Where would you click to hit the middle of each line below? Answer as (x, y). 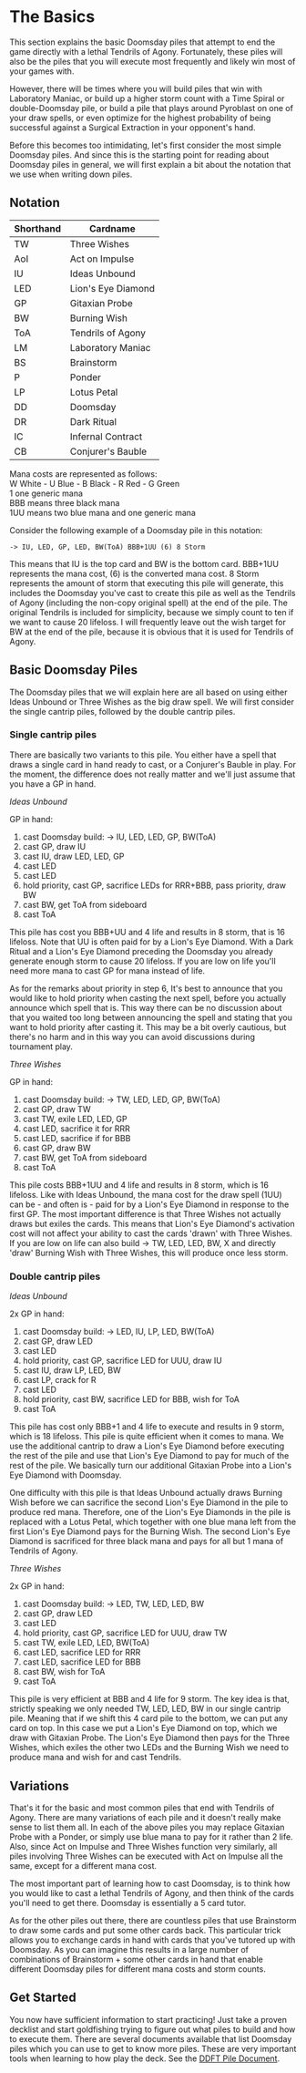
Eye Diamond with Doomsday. (66, 1475)
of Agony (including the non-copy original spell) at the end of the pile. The (149, 603)
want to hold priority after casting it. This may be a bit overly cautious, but (148, 1026)
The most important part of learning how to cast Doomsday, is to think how (150, 1883)
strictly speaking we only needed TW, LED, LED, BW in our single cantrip (145, 1709)
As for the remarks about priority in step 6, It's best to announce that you (146, 988)
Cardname (112, 228)
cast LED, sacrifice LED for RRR (82, 1653)
